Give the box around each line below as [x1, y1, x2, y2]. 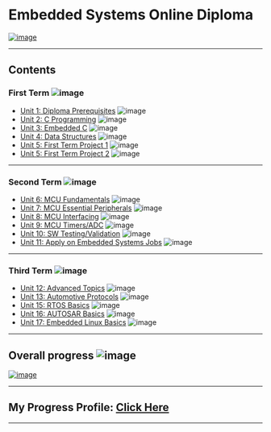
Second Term [8, 176, 62, 187]
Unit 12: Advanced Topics [19, 284, 106, 293]
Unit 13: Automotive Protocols [19, 292, 119, 301]
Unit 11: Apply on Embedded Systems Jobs [19, 237, 163, 247]
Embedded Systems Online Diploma [8, 6, 254, 24]
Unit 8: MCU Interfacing [19, 211, 99, 221]
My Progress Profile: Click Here [8, 401, 169, 414]
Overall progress [8, 348, 94, 362]
